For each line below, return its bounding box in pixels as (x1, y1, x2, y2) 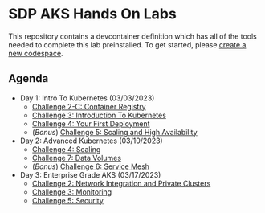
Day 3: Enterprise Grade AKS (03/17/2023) (19, 170, 161, 179)
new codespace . (8, 48, 63, 58)
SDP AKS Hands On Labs (8, 5, 177, 23)
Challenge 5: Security (31, 195, 104, 205)
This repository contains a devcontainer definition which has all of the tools (8, 31, 257, 41)
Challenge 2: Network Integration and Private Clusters (31, 178, 211, 188)
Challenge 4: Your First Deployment (31, 118, 150, 129)
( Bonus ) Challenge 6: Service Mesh (31, 162, 150, 171)
